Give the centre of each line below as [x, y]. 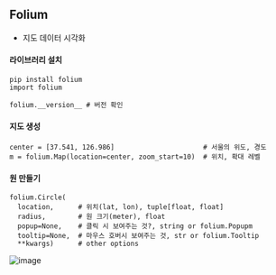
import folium [36, 88]
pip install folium [46, 80]
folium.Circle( [38, 197]
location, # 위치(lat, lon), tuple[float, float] [120, 207]
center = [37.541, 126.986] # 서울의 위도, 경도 [138, 148]
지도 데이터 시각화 [54, 37]
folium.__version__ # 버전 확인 [66, 105]
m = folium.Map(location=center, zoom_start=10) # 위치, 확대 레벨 [135, 157]
